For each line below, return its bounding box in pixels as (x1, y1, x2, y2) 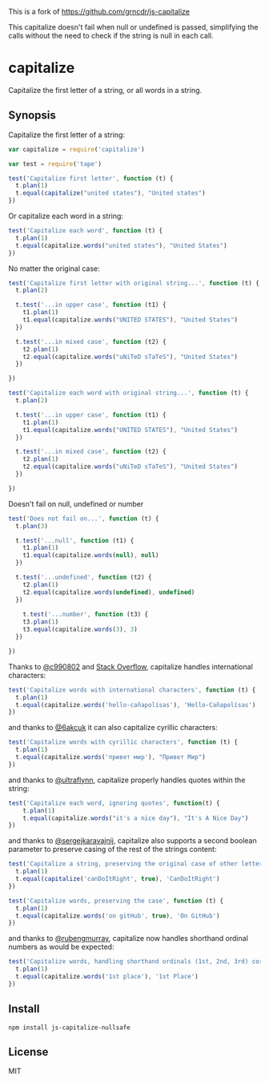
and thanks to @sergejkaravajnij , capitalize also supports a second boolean (8, 836, 258, 846)
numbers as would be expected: (8, 942, 114, 952)
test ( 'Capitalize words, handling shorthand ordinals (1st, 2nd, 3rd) (8, 958, 249, 966)
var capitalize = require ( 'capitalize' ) (8, 145, 146, 153)
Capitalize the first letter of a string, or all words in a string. (8, 85, 203, 95)
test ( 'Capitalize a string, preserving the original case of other (8, 860, 239, 868)
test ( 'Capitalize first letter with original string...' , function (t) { (8, 279, 260, 287)
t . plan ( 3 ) (15, 522, 48, 530)
